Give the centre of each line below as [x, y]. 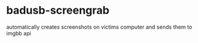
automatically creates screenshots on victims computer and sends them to [99, 27]
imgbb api [19, 33]
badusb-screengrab [58, 10]
